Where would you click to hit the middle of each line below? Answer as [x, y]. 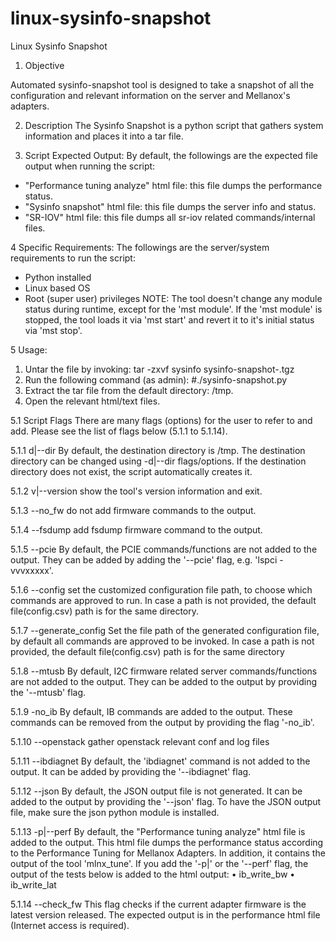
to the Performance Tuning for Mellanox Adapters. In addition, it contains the [168, 853]
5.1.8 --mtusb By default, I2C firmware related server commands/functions [164, 671]
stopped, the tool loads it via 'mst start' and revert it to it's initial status [169, 319]
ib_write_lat [33, 884]
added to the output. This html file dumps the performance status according [167, 842]
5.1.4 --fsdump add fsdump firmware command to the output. [136, 529]
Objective [44, 65]
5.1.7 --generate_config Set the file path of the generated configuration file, [165, 630]
